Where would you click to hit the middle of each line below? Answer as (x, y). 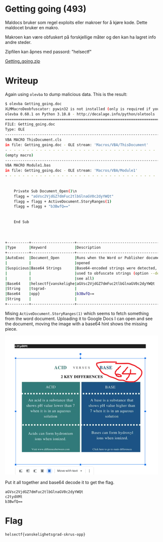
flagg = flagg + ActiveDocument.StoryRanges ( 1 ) (63, 201)
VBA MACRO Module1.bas (28, 166)
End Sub (21, 222)
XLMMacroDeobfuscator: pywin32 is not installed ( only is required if (78, 109)
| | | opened (48, 263)
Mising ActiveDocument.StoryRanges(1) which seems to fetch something (77, 313)
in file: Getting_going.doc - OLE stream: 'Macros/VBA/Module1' (71, 171)
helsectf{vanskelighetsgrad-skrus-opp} (45, 535)
